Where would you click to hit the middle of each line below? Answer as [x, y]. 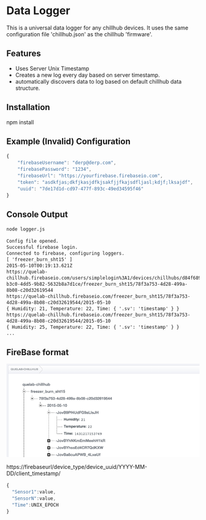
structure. [28, 88]
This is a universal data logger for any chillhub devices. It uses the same [97, 28]
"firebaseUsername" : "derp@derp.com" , [67, 163]
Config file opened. [33, 241]
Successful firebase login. [42, 247]
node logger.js [26, 229]
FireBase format [38, 352]
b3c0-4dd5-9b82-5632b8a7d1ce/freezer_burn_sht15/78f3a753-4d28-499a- [97, 284]
